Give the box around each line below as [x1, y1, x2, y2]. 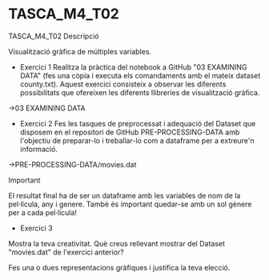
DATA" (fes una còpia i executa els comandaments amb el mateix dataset [19, 70, 261, 80]
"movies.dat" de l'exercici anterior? [8, 247, 124, 257]
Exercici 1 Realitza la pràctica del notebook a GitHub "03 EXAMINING [19, 62, 247, 72]
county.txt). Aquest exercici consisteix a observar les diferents [19, 79, 227, 89]
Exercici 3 [19, 223, 54, 233]
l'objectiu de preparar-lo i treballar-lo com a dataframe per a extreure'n [19, 135, 255, 145]
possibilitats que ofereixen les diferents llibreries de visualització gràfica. [19, 87, 260, 97]
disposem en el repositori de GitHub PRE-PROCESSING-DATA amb [19, 127, 240, 137]
